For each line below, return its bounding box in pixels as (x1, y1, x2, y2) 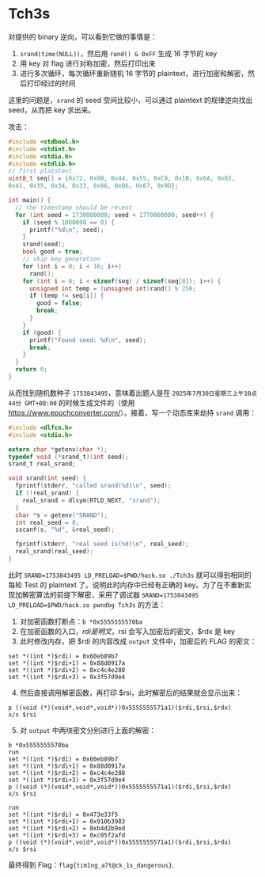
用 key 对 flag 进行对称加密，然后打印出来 (19, 59, 156, 68)
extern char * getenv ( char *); (8, 445, 108, 454)
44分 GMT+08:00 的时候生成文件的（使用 (8, 397, 135, 408)
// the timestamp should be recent (15, 203, 133, 211)
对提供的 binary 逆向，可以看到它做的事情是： (8, 32, 158, 41)
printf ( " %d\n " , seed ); (28, 226, 104, 233)
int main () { (8, 196, 51, 204)
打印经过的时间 (26, 78, 76, 88)
